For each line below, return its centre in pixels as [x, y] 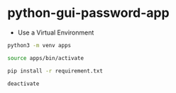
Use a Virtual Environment [56, 32]
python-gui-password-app [88, 13]
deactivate [23, 83]
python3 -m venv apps [39, 45]
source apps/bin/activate [45, 58]
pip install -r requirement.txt [55, 71]
